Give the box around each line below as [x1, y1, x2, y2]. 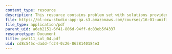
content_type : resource [5, 7, 56, 13]
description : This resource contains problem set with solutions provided [5, 12, 168, 17]
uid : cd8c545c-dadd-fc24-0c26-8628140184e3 [5, 41, 100, 46]
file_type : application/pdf [5, 22, 66, 27]
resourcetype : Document [5, 31, 56, 37]
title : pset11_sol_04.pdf [5, 37, 60, 42]
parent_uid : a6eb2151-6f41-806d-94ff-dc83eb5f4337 [5, 27, 116, 32]
